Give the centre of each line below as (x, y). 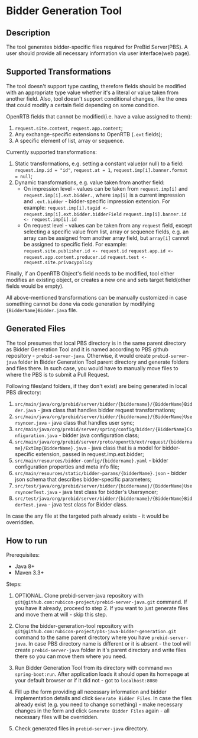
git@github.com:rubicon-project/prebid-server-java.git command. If (101, 602)
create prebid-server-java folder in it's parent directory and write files (100, 650)
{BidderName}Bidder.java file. (42, 310)
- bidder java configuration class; (99, 435)
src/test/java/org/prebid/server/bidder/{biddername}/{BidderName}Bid (103, 499)
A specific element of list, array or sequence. (69, 140)
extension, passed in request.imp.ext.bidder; (90, 454)
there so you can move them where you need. (71, 656)
